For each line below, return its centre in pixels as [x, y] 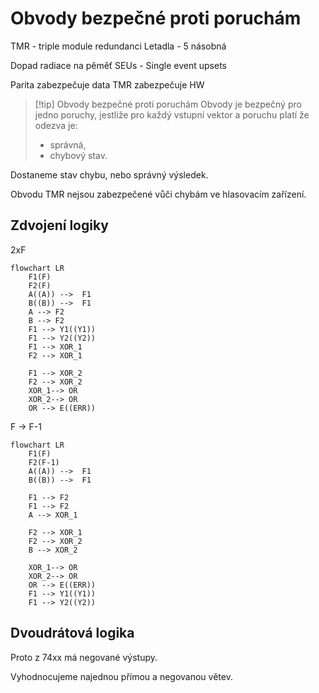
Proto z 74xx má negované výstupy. [84, 657]
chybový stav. [78, 155]
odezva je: [56, 125]
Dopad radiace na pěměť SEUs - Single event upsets [118, 65]
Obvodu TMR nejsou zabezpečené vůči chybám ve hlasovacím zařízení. [158, 194]
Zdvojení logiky [59, 225]
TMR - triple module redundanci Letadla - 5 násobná [118, 46]
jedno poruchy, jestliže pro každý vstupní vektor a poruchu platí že [172, 114]
